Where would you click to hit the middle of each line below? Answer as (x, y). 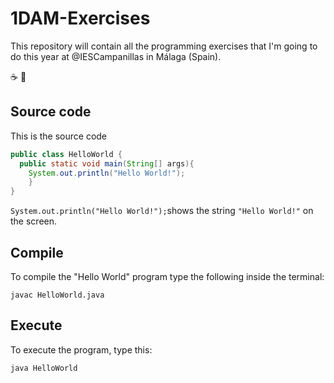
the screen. (34, 221)
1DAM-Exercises (80, 18)
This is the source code (59, 136)
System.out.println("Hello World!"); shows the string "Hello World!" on (162, 211)
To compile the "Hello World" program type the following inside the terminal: (167, 276)
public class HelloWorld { (66, 154)
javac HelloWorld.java (57, 295)
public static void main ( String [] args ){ (107, 163)
